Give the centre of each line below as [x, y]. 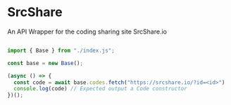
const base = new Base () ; [45, 63]
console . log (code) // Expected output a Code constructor [101, 89]
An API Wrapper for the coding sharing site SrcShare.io [87, 31]
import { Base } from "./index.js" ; [61, 50]
